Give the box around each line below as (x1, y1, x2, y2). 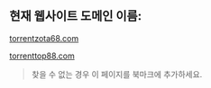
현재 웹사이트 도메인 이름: (9, 8, 142, 24)
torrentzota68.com (9, 32, 79, 43)
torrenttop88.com (9, 50, 75, 61)
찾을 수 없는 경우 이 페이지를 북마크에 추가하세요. (31, 68, 203, 79)
